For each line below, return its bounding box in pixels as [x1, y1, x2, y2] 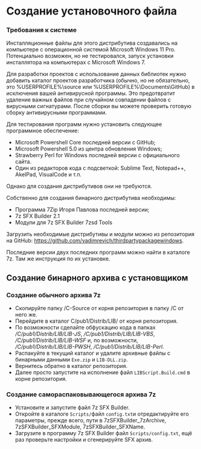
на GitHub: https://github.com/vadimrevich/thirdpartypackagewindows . [6, 237, 184, 244]
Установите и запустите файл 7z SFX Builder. [14, 404, 130, 412]
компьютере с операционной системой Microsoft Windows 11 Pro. [6, 46, 176, 53]
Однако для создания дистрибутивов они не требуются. [6, 183, 153, 190]
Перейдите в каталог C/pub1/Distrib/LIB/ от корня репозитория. [14, 317, 178, 325]
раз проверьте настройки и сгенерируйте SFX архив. [14, 436, 153, 444]
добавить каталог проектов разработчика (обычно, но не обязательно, [6, 77, 190, 84]
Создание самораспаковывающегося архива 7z [6, 390, 156, 399]
